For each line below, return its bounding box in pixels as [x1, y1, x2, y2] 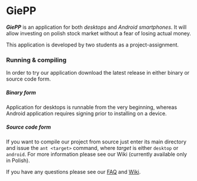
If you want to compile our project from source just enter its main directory [6, 138, 187, 145]
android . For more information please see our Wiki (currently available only [6, 151, 187, 158]
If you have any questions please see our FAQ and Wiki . [6, 169, 141, 176]
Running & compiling [6, 56, 66, 64]
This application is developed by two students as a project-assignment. [6, 41, 179, 48]
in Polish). [6, 157, 31, 164]
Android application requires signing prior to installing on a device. [6, 110, 167, 117]
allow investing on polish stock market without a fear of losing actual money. [6, 29, 191, 36]
